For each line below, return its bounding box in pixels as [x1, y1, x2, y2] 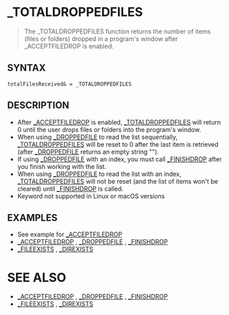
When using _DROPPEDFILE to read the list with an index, [17, 170, 182, 178]
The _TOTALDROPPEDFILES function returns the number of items [24, 27, 211, 35]
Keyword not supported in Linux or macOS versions [17, 192, 165, 200]
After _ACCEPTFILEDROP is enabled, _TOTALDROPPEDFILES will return [17, 118, 221, 126]
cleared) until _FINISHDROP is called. [17, 184, 124, 193]
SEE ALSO [7, 269, 67, 285]
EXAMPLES [7, 211, 58, 223]
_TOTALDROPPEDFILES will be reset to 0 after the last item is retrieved [17, 140, 219, 148]
